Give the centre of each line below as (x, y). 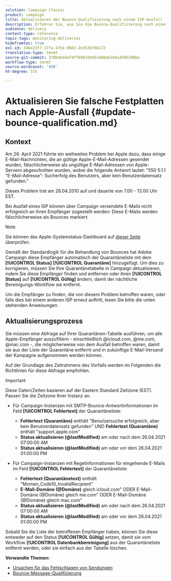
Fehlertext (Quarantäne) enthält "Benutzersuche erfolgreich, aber (90, 420)
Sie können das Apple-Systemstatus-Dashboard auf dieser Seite (73, 237)
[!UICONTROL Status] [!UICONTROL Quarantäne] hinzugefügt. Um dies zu (84, 263)
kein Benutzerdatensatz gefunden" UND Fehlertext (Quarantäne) (89, 426)
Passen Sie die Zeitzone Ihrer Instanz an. (48, 395)
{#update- (113, 112)
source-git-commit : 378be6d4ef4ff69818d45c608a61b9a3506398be (73, 57)
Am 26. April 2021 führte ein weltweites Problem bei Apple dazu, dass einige (85, 154)
